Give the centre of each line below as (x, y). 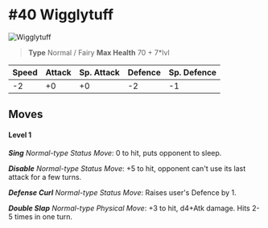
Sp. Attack (100, 72)
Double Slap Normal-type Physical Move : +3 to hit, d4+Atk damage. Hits (130, 208)
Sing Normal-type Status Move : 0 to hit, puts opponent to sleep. (115, 153)
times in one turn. (43, 216)
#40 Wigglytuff (61, 15)
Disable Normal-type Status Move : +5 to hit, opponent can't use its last (127, 168)
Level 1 (20, 135)
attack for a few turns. (45, 177)
